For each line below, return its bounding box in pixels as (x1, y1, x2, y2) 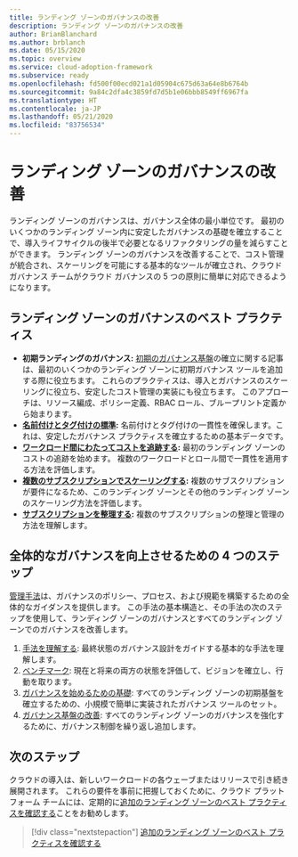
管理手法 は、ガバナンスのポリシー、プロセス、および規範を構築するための (9, 590, 282, 601)
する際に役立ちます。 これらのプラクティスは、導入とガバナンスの (21, 375, 265, 386)
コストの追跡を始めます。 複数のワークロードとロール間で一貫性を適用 (21, 453, 282, 463)
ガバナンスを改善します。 (39, 624, 133, 634)
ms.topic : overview (9, 54, 82, 63)
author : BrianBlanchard (9, 29, 98, 38)
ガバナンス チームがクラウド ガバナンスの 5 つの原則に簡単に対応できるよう (9, 271, 287, 282)
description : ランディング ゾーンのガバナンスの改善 (9, 21, 184, 30)
